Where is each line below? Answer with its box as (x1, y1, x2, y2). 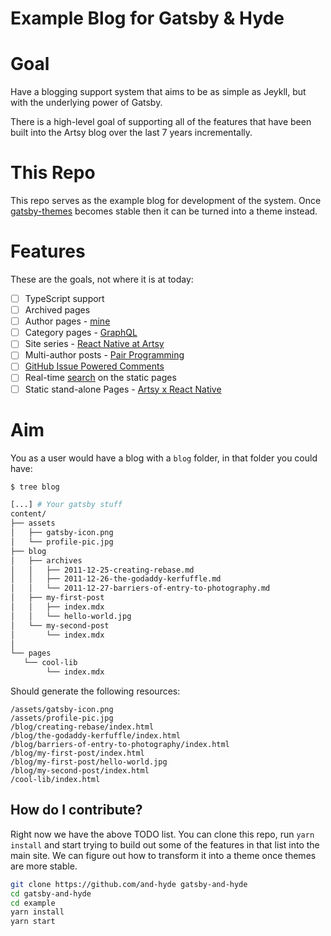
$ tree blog (10, 482, 60, 492)
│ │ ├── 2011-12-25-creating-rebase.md (10, 565, 195, 575)
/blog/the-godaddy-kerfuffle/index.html (10, 731, 182, 741)
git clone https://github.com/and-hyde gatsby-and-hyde (10, 879, 248, 889)
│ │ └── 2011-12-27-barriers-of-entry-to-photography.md (10, 583, 271, 594)
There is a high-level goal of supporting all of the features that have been (10, 116, 312, 128)
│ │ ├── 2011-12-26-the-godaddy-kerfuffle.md (10, 574, 222, 584)
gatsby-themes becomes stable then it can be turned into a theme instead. (10, 205, 318, 217)
